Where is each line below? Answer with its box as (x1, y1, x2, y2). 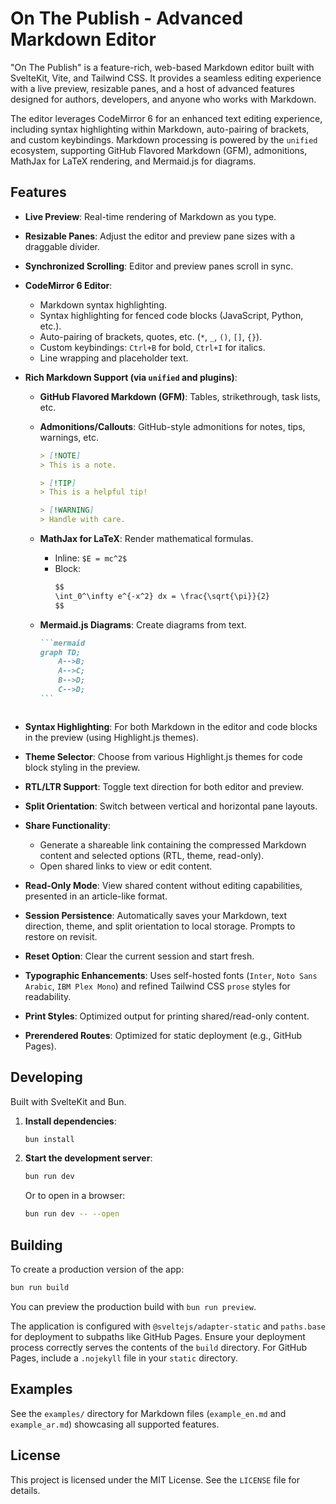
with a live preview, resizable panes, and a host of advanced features (10, 82, 295, 94)
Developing (10, 1069, 83, 1086)
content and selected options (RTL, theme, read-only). (39, 849, 265, 861)
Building (10, 1237, 63, 1254)
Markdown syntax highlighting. (39, 298, 167, 311)
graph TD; (39, 647, 82, 657)
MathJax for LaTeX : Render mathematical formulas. (39, 533, 254, 544)
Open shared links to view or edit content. (39, 860, 213, 872)
